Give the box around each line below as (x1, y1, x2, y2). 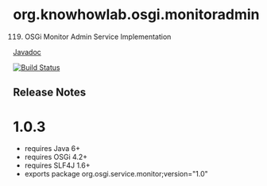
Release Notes (13, 86, 87, 99)
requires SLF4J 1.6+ (24, 161, 91, 170)
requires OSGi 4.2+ (24, 153, 88, 162)
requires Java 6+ (24, 144, 80, 153)
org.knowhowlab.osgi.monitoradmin (13, 6, 260, 24)
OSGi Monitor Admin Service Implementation (24, 32, 172, 41)
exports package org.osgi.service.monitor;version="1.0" (24, 169, 209, 179)
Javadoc (13, 47, 42, 56)
